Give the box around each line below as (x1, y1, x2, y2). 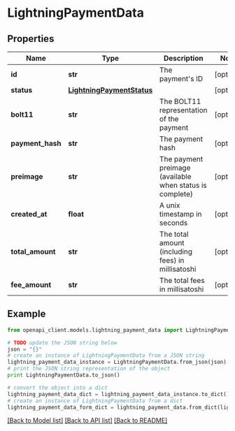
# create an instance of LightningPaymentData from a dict (7, 397, 183, 404)
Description (163, 54, 204, 63)
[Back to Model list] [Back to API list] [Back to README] (7, 416, 168, 425)
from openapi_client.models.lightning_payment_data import (7, 326, 183, 333)
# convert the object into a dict (7, 384, 108, 391)
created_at (10, 210, 48, 219)
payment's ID (159, 74, 204, 83)
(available (159, 172, 192, 181)
